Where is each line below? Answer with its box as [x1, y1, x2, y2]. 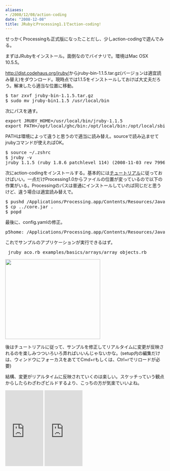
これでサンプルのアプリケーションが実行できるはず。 [5, 240, 115, 246]
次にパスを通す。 [5, 108, 40, 114]
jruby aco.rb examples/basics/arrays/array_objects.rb [8, 250, 147, 255]
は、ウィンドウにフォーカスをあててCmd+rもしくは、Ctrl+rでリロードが [5, 357, 156, 363]
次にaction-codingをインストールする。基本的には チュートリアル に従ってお [5, 170, 163, 176]
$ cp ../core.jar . [5, 204, 54, 210]
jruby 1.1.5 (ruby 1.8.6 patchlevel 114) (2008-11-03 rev [5, 160, 152, 166]
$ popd [5, 209, 22, 215]
